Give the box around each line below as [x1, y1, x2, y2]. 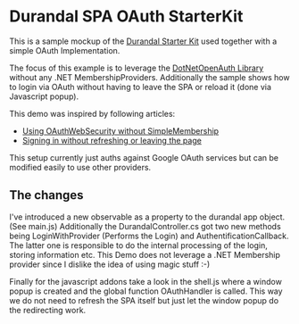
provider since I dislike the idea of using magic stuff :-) [9, 259, 211, 270]
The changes [9, 187, 84, 203]
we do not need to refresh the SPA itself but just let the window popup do [9, 295, 279, 305]
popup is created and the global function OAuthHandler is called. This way [9, 286, 283, 296]
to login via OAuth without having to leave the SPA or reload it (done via [9, 81, 272, 92]
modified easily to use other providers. [9, 162, 152, 172]
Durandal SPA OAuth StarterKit [9, 6, 244, 27]
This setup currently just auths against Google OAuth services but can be [9, 152, 279, 162]
